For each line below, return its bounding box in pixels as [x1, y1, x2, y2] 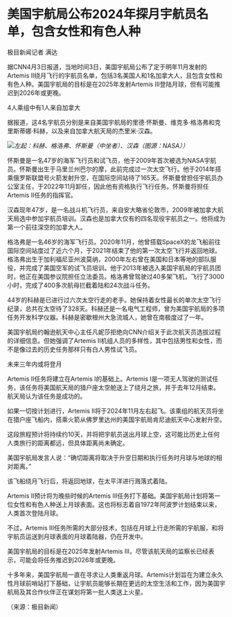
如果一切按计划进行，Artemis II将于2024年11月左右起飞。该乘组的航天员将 [7, 406, 218, 415]
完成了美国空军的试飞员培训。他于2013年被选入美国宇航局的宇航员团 [25, 263, 222, 272]
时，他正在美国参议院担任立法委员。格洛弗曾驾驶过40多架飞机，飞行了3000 [7, 272, 225, 281]
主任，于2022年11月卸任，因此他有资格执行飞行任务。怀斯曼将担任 [19, 182, 209, 191]
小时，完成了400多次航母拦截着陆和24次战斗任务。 [7, 281, 154, 289]
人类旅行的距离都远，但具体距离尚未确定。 [7, 438, 129, 447]
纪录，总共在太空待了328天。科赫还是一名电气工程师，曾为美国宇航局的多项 [7, 304, 225, 313]
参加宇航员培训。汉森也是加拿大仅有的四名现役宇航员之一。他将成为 [30, 214, 226, 223]
